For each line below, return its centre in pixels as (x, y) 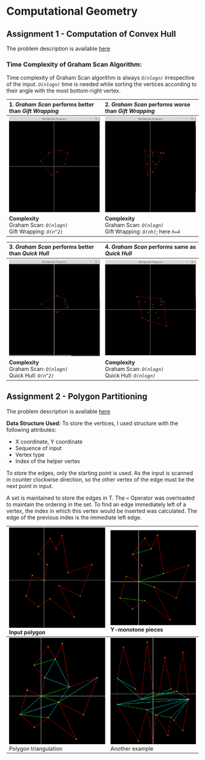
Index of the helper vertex (48, 461)
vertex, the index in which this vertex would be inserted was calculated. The (102, 511)
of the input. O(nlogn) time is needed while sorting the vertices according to (102, 85)
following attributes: (31, 429)
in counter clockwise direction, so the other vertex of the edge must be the (100, 480)
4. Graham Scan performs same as (150, 247)
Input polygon (27, 632)
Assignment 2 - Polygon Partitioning (77, 397)
